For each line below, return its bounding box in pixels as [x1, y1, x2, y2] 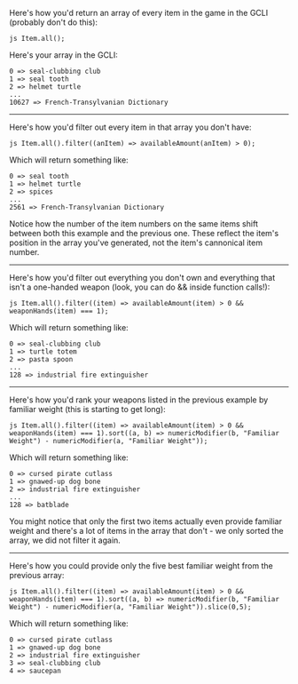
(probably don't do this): [9, 17, 98, 28]
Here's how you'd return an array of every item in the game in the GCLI [9, 8, 269, 18]
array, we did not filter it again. [9, 535, 122, 545]
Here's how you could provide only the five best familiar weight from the [9, 561, 273, 571]
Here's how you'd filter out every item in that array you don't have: [9, 122, 252, 132]
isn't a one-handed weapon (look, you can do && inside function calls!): [9, 282, 271, 292]
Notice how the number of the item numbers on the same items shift [9, 219, 259, 229]
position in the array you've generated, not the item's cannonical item [9, 237, 263, 248]
